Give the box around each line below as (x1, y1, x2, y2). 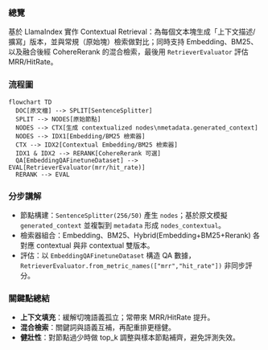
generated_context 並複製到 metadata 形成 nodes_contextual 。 (19, 220, 226, 230)
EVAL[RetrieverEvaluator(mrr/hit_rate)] (8, 163, 146, 171)
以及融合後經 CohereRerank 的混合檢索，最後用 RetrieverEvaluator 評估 (8, 47, 249, 57)
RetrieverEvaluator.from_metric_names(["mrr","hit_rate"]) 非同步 (19, 260, 245, 270)
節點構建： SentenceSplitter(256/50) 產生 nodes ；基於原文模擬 (19, 210, 228, 220)
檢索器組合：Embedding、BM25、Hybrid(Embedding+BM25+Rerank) (19, 230, 251, 240)
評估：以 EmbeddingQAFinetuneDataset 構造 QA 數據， (19, 250, 196, 260)
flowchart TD (8, 98, 52, 106)
